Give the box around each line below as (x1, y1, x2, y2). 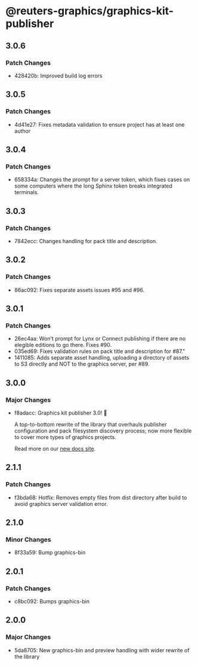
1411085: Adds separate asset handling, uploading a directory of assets (14, 354, 189, 361)
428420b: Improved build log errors (14, 72, 103, 79)
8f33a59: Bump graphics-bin (14, 549, 86, 556)
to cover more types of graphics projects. (14, 434, 117, 440)
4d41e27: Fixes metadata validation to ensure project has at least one (14, 121, 185, 128)
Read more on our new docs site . (14, 445, 96, 452)
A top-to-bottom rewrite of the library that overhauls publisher (14, 421, 168, 428)
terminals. (14, 189, 39, 196)
